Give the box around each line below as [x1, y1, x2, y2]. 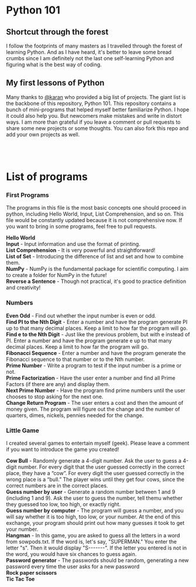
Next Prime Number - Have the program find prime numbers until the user [6, 387, 185, 394]
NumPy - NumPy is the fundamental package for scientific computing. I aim [6, 265, 189, 272]
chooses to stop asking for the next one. [6, 393, 104, 400]
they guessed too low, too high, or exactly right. [6, 500, 121, 507]
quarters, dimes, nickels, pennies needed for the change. [6, 411, 144, 419]
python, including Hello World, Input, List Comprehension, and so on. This [6, 210, 184, 217]
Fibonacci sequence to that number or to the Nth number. [6, 356, 145, 363]
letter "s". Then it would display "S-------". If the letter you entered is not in [6, 544, 187, 551]
